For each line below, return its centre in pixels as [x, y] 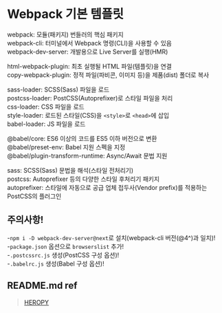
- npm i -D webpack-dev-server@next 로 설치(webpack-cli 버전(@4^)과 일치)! [111, 237]
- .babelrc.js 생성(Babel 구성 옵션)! [56, 263]
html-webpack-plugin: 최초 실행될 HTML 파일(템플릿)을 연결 [89, 66]
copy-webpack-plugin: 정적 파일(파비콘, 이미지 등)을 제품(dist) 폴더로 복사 [108, 75]
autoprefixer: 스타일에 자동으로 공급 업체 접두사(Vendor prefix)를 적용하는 [107, 187]
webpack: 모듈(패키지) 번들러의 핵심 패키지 [65, 34]
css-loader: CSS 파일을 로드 [46, 107]
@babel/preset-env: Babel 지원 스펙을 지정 [66, 147]
